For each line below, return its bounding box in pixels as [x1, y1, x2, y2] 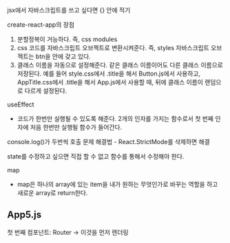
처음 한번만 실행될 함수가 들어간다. [30, 123, 123, 131]
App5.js [7, 209, 42, 221]
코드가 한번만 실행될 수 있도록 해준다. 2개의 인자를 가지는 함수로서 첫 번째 [17, 115, 213, 122]
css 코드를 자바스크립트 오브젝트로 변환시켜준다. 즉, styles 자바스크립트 [17, 44, 210, 51]
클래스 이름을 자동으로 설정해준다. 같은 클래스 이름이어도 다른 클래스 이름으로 [17, 61, 224, 69]
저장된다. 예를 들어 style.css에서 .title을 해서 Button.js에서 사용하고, [17, 69, 201, 78]
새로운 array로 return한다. [17, 189, 88, 197]
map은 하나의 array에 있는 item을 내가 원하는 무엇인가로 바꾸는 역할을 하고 [17, 181, 218, 188]
